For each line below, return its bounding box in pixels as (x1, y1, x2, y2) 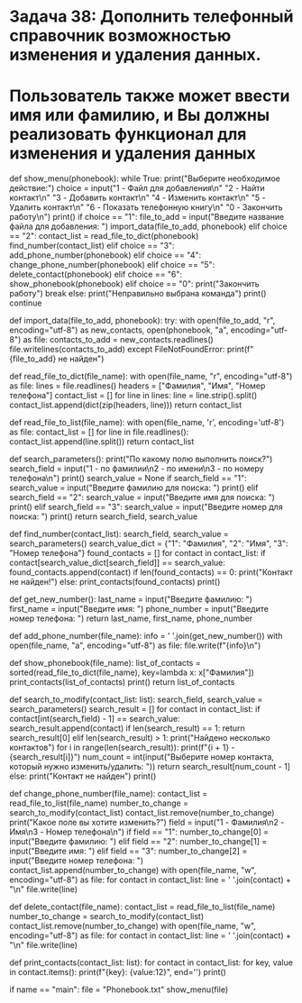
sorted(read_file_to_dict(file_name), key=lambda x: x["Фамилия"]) (9, 667, 255, 678)
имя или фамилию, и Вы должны (9, 105, 270, 125)
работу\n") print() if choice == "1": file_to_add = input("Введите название (9, 212, 285, 223)
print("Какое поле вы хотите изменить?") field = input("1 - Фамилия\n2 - (9, 817, 285, 828)
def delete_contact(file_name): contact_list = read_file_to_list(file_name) (9, 901, 276, 912)
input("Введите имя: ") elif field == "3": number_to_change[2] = (9, 845, 248, 857)
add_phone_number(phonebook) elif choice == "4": (9, 250, 202, 260)
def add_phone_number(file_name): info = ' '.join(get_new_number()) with (9, 631, 283, 642)
